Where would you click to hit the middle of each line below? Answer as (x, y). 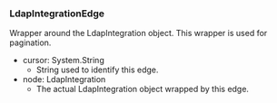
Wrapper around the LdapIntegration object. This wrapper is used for (138, 33)
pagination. (30, 42)
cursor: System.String (63, 61)
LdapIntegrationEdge (57, 14)
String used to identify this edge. (97, 70)
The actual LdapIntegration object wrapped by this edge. (143, 89)
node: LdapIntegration (64, 80)
